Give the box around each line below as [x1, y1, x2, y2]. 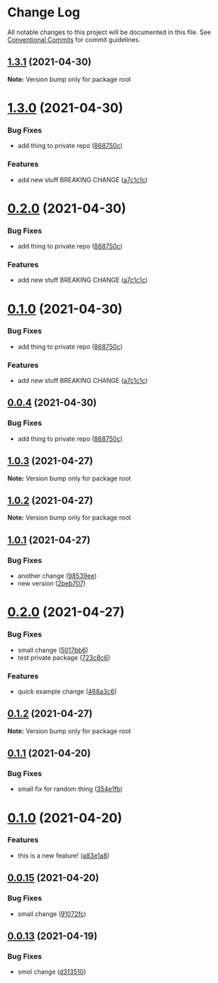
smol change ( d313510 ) [17, 967, 87, 976]
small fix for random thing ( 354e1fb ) [17, 784, 123, 794]
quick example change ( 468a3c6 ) [17, 687, 117, 695]
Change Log [7, 4, 80, 21]
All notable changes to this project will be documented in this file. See [7, 28, 212, 36]
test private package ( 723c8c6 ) [17, 653, 111, 662]
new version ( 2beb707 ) [17, 579, 87, 588]
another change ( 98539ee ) [17, 572, 97, 580]
